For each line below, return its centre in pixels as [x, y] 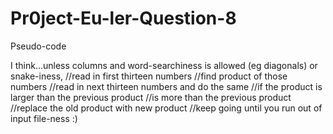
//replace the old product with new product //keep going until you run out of [166, 108]
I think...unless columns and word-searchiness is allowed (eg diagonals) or [164, 65]
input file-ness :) [44, 118]
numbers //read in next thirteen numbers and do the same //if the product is [166, 86]
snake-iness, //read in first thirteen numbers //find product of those [149, 76]
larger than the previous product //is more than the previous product [151, 97]
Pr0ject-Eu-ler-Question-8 [123, 18]
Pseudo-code [38, 46]
